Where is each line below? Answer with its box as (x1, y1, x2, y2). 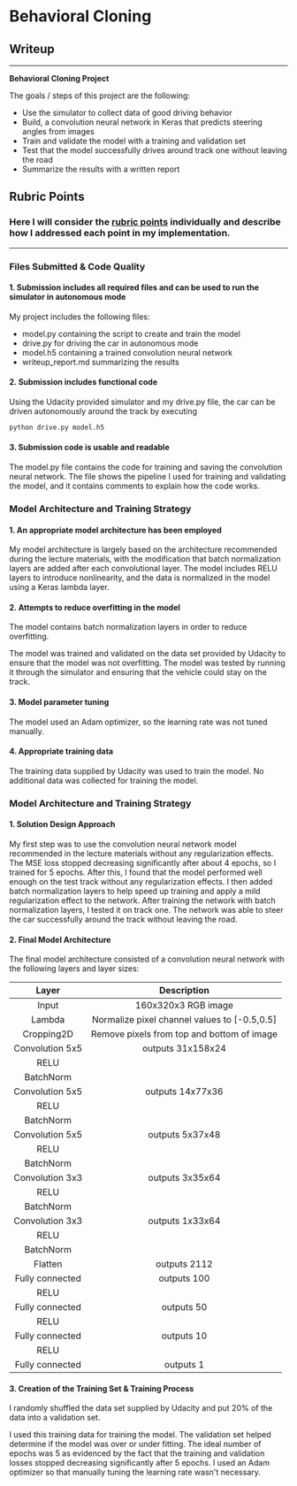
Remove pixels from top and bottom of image (91, 1028, 278, 1040)
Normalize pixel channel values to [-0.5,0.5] (91, 1014, 277, 1026)
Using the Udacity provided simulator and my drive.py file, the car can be (9, 396, 276, 408)
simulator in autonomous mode (9, 292, 126, 303)
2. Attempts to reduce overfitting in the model (9, 601, 181, 612)
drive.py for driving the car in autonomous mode (21, 338, 199, 349)
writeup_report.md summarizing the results (21, 356, 179, 367)
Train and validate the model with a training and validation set (21, 135, 246, 146)
